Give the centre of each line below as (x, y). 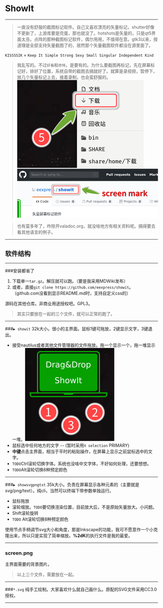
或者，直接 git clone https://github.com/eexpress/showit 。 (73, 287)
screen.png (19, 553)
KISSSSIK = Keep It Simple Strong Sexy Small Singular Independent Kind (79, 55)
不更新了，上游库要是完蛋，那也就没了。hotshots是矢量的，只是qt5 (84, 33)
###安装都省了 (20, 271)
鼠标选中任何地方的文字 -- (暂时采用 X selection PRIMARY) (71, 446)
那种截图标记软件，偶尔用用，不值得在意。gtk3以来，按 (102, 39)
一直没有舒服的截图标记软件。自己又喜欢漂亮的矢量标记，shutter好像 (86, 27)
